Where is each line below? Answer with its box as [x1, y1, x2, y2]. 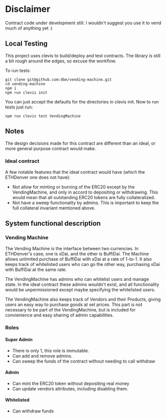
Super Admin [5, 337, 33, 343]
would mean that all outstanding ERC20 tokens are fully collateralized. [12, 194, 155, 200]
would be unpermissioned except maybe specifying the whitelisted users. [5, 286, 156, 293]
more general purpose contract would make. [5, 145, 96, 152]
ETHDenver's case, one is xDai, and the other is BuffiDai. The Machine [5, 251, 149, 257]
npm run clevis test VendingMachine [5, 113, 81, 118]
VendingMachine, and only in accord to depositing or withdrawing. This [12, 189, 159, 195]
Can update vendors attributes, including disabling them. [12, 385, 128, 392]
